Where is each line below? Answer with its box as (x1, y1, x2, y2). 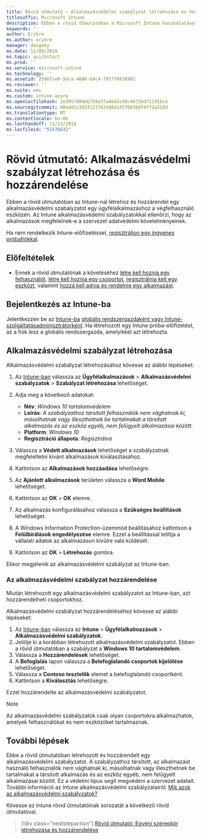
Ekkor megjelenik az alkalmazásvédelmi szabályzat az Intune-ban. (6, 560, 170, 568)
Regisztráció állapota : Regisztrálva (23, 435, 112, 442)
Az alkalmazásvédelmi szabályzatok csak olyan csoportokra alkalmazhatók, (6, 712, 194, 719)
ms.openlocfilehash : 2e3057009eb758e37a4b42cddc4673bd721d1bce (6, 98, 168, 104)
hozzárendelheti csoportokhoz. (6, 595, 84, 603)
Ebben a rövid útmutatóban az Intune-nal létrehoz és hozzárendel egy (6, 198, 179, 205)
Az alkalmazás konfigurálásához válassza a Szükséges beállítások (14, 506, 182, 513)
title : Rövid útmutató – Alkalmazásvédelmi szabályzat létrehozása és (6, 8, 187, 15)
